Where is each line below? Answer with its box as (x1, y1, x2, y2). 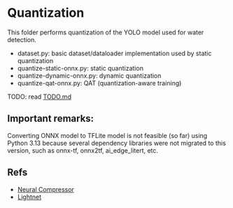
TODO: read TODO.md (7, 92, 72, 101)
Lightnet (17, 193, 42, 201)
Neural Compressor (17, 185, 75, 193)
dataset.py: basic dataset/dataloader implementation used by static (17, 49, 212, 57)
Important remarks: (7, 113, 94, 125)
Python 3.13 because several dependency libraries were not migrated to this (7, 139, 226, 147)
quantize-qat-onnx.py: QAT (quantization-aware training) (17, 78, 182, 87)
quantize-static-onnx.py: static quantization (17, 64, 143, 72)
